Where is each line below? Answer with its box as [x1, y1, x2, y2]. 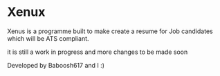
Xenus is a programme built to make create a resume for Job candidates [7, 27, 213, 35]
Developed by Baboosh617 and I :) [7, 61, 105, 69]
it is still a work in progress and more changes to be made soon [7, 48, 188, 56]
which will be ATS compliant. [7, 34, 89, 42]
